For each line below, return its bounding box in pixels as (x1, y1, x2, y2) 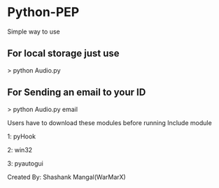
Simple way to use (7, 27, 61, 36)
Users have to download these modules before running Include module (7, 118, 212, 126)
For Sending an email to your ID (7, 87, 146, 99)
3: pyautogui (7, 159, 43, 168)
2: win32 (7, 145, 33, 154)
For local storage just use (7, 48, 120, 59)
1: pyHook (7, 132, 36, 140)
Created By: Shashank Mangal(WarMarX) (7, 173, 126, 181)
